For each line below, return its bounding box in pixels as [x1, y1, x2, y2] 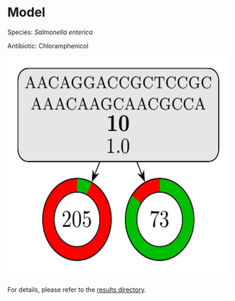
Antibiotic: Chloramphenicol [7, 41, 89, 50]
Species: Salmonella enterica [7, 28, 94, 36]
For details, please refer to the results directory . [7, 285, 147, 294]
